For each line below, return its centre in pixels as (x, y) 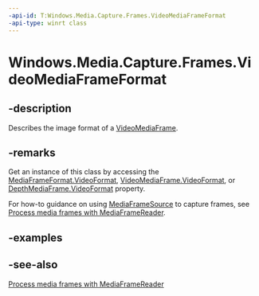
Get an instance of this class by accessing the (84, 172)
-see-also (33, 265)
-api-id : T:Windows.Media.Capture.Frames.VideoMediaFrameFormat (117, 16)
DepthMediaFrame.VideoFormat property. (77, 189)
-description (40, 109)
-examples (35, 238)
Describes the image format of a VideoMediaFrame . (93, 127)
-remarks (32, 152)
